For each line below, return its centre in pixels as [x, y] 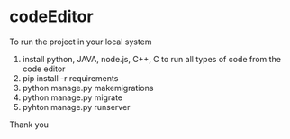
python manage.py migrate [72, 97]
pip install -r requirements [70, 78]
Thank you [29, 125]
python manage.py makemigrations [88, 88]
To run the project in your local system [81, 42]
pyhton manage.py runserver [76, 107]
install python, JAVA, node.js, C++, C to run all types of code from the [152, 59]
